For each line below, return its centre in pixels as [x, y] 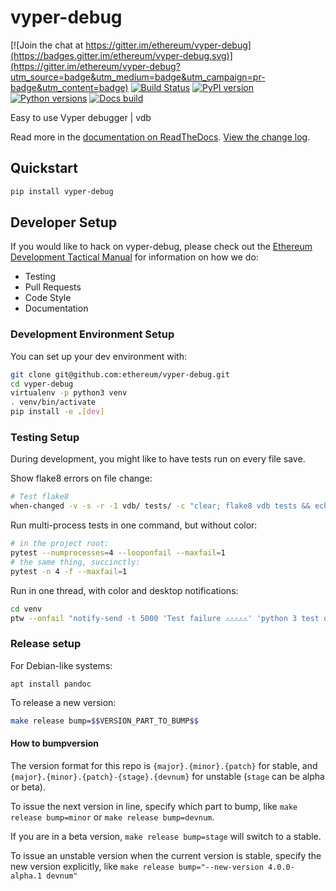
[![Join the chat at [47, 45]
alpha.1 [26, 876]
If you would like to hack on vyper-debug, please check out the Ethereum [161, 247]
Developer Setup [64, 222]
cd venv [26, 609]
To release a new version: [63, 702]
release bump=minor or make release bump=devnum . [112, 817]
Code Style [48, 298]
